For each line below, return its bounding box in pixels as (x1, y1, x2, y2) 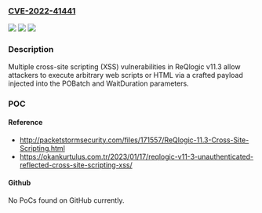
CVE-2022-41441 (8, 6, 76, 17)
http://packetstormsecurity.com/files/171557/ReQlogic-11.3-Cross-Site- (19, 135, 249, 145)
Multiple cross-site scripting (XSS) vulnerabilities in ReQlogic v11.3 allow (8, 61, 241, 72)
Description (8, 44, 54, 55)
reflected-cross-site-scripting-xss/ (19, 160, 133, 170)
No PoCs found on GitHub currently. (8, 195, 125, 205)
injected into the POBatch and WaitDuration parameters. (8, 79, 190, 88)
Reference (8, 118, 43, 127)
